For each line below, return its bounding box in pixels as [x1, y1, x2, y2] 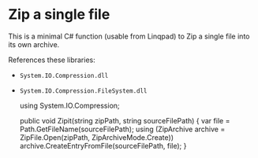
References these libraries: [8, 55, 96, 64]
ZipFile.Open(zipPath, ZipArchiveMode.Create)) [19, 132, 174, 142]
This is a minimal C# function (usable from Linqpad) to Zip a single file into [8, 31, 250, 41]
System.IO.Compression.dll [19, 72, 109, 79]
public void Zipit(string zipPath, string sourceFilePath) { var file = [19, 116, 230, 125]
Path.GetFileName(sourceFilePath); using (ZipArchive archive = [19, 124, 226, 134]
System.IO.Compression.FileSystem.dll [19, 86, 148, 95]
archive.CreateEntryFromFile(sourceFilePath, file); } [19, 141, 187, 150]
